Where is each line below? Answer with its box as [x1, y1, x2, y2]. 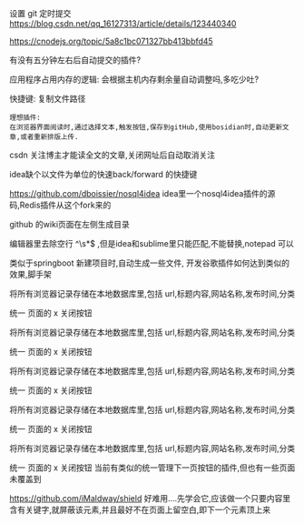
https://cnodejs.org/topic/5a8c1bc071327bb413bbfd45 [9, 35, 213, 46]
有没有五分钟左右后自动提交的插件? [9, 55, 142, 65]
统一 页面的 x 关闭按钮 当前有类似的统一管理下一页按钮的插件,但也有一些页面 [9, 462, 296, 473]
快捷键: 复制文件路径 [9, 94, 86, 104]
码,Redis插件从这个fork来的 [9, 199, 112, 210]
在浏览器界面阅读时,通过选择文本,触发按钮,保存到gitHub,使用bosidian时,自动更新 [9, 123, 283, 132]
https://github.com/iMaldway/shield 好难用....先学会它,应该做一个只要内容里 [9, 493, 291, 503]
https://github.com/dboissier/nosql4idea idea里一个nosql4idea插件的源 [9, 188, 276, 198]
